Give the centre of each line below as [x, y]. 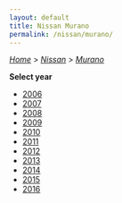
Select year [31, 77]
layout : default [39, 17]
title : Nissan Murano [49, 26]
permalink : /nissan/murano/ [61, 34]
